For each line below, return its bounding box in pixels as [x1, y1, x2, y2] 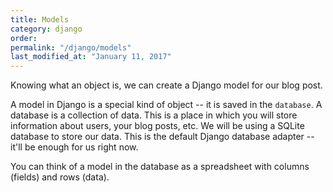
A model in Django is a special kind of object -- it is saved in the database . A [10, 99, 323, 111]
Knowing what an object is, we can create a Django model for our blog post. [10, 79, 323, 91]
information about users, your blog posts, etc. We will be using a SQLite [10, 120, 305, 132]
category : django [10, 24, 83, 34]
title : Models [10, 14, 70, 25]
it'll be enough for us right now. [10, 141, 139, 153]
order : [10, 33, 38, 43]
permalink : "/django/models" [10, 42, 132, 53]
